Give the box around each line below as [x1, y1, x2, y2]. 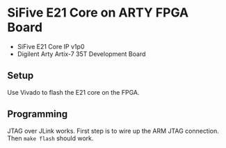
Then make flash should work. [7, 133, 94, 142]
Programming [7, 109, 68, 120]
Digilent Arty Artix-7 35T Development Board [17, 50, 146, 58]
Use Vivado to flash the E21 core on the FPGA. [7, 88, 140, 96]
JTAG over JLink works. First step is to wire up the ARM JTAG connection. [7, 127, 219, 135]
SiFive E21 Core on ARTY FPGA [7, 5, 189, 21]
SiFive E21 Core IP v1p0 [17, 42, 85, 50]
